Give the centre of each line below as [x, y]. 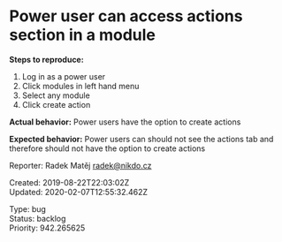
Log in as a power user [64, 76]
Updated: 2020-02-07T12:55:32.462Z [79, 192]
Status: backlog [38, 218]
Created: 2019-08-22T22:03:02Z [69, 182]
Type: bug [28, 208]
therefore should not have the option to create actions [107, 148]
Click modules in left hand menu [80, 86]
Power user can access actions [126, 16]
